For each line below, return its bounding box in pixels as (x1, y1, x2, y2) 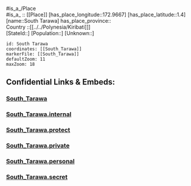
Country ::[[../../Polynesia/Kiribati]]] (6, 23, 91, 30)
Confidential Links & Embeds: (6, 77, 115, 87)
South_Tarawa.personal (6, 157, 75, 165)
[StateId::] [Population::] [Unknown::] (6, 30, 94, 37)
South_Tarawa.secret (6, 173, 68, 181)
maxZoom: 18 (6, 61, 35, 67)
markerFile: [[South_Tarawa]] (6, 51, 80, 57)
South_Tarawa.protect (6, 126, 70, 134)
